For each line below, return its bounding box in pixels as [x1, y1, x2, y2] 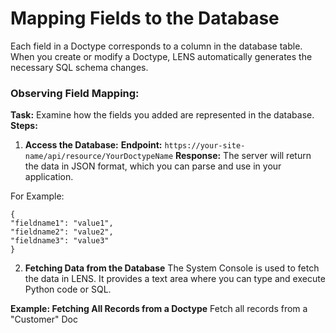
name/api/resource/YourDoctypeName [24, 152, 174, 162]
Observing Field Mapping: [10, 86, 140, 100]
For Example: [10, 190, 65, 202]
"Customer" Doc [10, 313, 78, 326]
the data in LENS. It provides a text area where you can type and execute [24, 273, 326, 285]
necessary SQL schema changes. [10, 61, 149, 73]
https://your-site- [164, 141, 246, 151]
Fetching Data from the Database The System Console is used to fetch [24, 262, 320, 274]
